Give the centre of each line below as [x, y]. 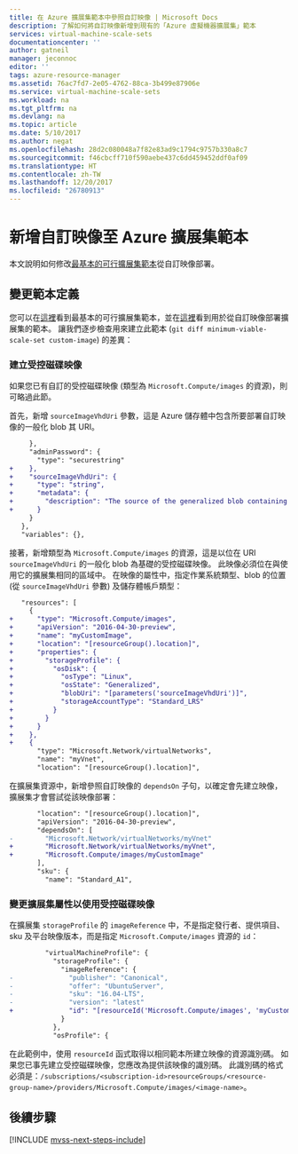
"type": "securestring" [81, 460]
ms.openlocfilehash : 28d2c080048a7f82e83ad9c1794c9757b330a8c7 [129, 149]
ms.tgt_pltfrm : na [43, 108]
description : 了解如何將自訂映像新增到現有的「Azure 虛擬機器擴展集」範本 [133, 26]
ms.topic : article [43, 125]
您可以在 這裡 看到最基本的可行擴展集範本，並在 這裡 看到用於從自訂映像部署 [145, 317]
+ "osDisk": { [53, 668]
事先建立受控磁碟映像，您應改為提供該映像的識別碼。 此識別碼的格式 [158, 1064]
